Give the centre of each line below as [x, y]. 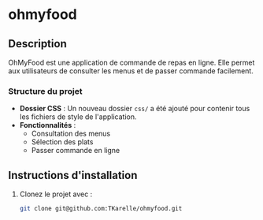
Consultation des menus [71, 134]
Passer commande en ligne [76, 151]
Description [37, 44]
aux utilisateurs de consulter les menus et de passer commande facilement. [131, 71]
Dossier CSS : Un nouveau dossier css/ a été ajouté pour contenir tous [135, 109]
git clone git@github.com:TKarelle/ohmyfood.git [101, 209]
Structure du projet [45, 91]
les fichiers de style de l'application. [78, 117]
